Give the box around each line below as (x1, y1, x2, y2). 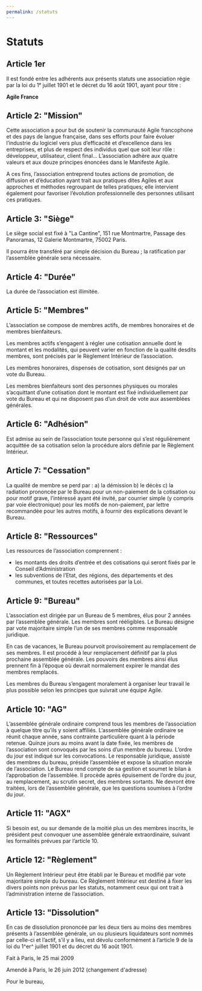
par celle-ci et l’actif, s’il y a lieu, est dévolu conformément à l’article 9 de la (6, 937, 193, 944)
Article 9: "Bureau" (6, 596, 80, 606)
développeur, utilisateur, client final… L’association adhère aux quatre (6, 152, 178, 160)
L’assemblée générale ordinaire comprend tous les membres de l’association (6, 720, 197, 727)
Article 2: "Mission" (6, 111, 83, 121)
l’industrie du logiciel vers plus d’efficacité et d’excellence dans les (6, 140, 172, 147)
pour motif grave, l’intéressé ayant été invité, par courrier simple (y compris (6, 494, 194, 502)
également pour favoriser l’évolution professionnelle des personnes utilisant (6, 190, 195, 197)
